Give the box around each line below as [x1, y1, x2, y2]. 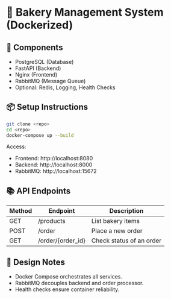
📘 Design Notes [6, 257, 65, 267]
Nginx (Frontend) [14, 71, 58, 78]
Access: [6, 143, 26, 150]
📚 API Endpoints [6, 186, 71, 196]
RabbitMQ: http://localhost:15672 [14, 168, 98, 175]
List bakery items [91, 217, 140, 225]
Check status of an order [91, 236, 162, 245]
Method [9, 207, 33, 215]
